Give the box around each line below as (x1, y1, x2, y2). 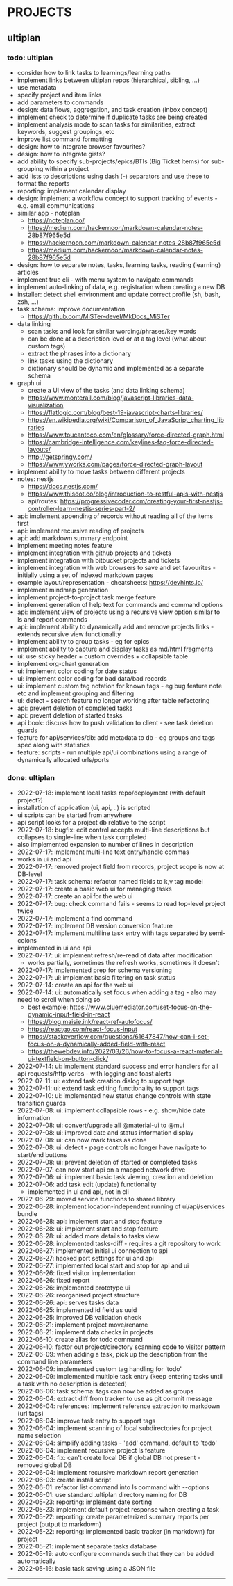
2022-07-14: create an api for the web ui (17, 981, 134, 989)
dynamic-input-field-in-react (27, 1010, 110, 1019)
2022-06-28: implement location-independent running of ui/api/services (17, 1202, 225, 1211)
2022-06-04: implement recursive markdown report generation (17, 1468, 199, 1477)
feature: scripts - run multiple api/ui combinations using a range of (17, 748, 207, 756)
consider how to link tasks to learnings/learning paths (17, 68, 171, 76)
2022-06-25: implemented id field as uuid (17, 1306, 137, 1314)
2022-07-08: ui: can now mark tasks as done (17, 1136, 147, 1144)
